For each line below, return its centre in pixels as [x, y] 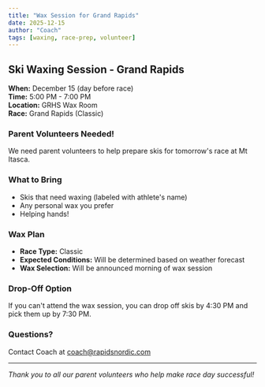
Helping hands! [44, 214]
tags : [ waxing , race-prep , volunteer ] [72, 37]
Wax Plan [26, 234]
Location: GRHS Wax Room [53, 105]
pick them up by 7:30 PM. [50, 314]
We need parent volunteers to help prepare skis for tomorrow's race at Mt [128, 151]
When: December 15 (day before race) [71, 88]
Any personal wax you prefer [67, 205]
